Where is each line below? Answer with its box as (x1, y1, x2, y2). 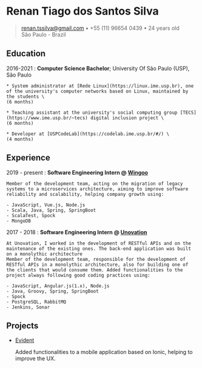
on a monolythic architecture (6, 251, 83, 257)
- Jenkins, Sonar (6, 304, 50, 310)
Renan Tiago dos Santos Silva (6, 4, 159, 18)
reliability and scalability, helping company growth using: (6, 191, 164, 197)
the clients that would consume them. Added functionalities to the (6, 266, 183, 273)
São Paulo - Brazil (21, 30, 66, 38)
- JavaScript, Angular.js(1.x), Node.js (6, 283, 110, 289)
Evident (15, 336, 35, 344)
